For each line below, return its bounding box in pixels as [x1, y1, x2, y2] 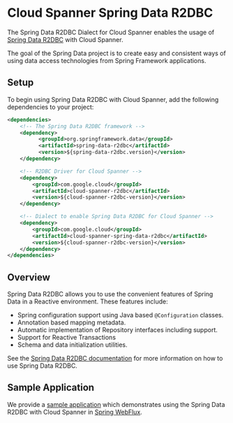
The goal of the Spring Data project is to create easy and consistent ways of [7, 49, 227, 57]
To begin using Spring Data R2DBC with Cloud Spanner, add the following [7, 95, 219, 103]
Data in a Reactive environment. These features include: [7, 297, 169, 306]
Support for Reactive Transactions [17, 334, 116, 342]
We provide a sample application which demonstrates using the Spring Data [7, 400, 225, 408]
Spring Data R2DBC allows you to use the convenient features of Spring [7, 290, 213, 299]
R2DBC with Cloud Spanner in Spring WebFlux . [7, 408, 143, 416]
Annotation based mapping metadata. [17, 318, 126, 327]
